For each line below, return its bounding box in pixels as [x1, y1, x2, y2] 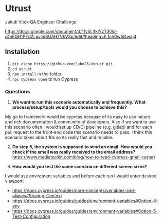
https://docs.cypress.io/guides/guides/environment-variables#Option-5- [12, 208, 158, 214]
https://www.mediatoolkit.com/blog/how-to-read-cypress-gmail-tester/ [12, 154, 156, 160]
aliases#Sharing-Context [12, 193, 62, 199]
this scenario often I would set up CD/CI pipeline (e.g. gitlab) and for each [5, 124, 152, 130]
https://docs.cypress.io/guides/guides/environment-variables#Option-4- [12, 198, 158, 204]
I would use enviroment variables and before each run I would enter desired [5, 173, 157, 179]
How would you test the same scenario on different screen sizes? [12, 164, 147, 170]
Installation [5, 48, 40, 56]
